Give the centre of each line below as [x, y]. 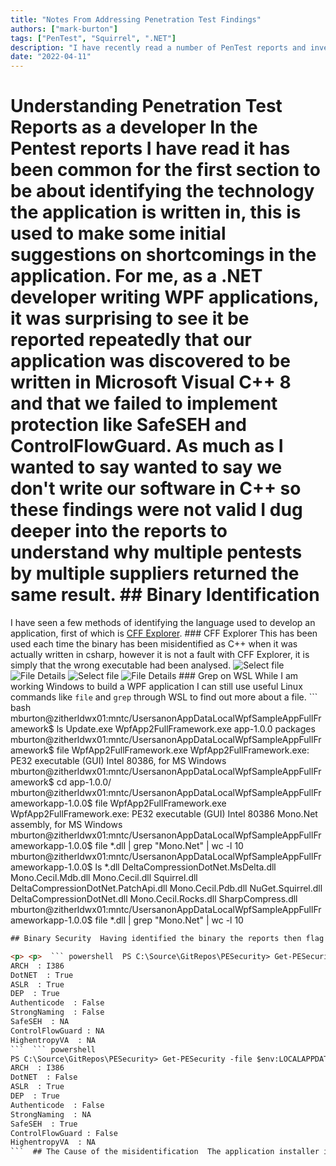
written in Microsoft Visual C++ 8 [151, 382]
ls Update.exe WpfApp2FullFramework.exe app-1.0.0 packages [186, 729]
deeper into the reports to [119, 531]
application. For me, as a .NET [136, 276]
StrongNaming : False [57, 1012]
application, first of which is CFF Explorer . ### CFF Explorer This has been [164, 633]
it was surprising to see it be [130, 318]
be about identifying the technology [162, 191]
